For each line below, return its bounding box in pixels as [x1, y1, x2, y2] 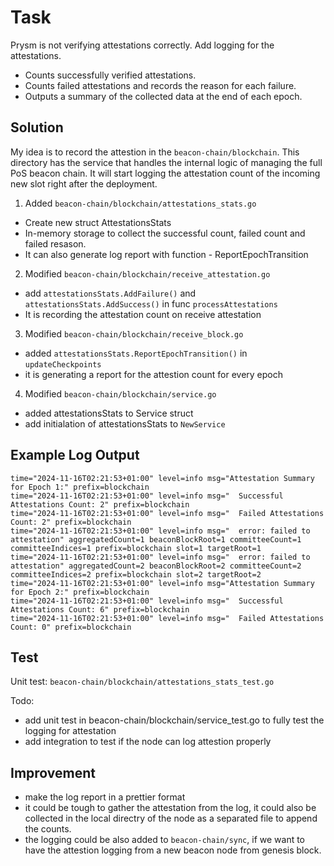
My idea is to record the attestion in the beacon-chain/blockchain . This [10, 146, 300, 158]
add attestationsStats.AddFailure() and [24, 287, 197, 299]
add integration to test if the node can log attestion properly [24, 736, 272, 748]
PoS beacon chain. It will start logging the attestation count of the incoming [10, 167, 321, 179]
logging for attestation [24, 725, 117, 737]
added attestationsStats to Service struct [24, 407, 194, 419]
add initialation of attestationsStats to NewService [24, 417, 226, 430]
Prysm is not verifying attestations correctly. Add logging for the [10, 39, 275, 51]
